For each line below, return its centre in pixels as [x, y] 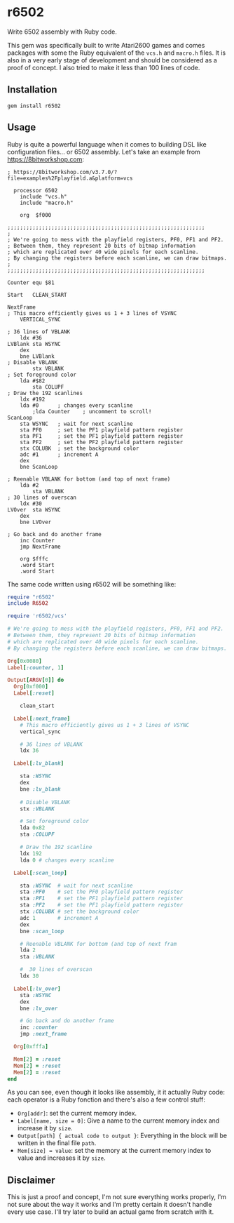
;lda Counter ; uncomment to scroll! [92, 411]
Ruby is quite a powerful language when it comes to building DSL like [107, 144]
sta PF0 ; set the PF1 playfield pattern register [102, 430]
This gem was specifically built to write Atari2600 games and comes [106, 45]
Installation [32, 89]
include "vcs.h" [44, 196]
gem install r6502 [34, 106]
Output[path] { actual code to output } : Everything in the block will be [122, 1136]
